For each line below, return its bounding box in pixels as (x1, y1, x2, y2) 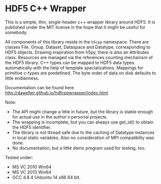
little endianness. (5, 75, 40, 81)
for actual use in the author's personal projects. (12, 114, 108, 120)
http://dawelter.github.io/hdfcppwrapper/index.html (5, 90, 108, 96)
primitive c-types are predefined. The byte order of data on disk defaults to (5, 70, 156, 76)
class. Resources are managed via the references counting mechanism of (5, 54, 153, 60)
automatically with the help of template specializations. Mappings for (5, 64, 143, 71)
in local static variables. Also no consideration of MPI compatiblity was (12, 135, 155, 141)
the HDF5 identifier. (12, 124, 52, 130)
